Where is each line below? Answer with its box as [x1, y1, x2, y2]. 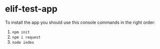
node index [12, 40, 34, 45]
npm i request [12, 35, 41, 40]
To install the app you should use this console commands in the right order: [5, 19, 156, 25]
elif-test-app [5, 3, 58, 15]
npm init [12, 30, 30, 34]
